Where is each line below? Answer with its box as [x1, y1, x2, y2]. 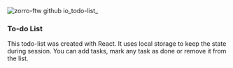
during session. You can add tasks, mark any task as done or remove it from [7, 47, 227, 56]
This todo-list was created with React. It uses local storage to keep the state [7, 40, 227, 48]
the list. [7, 54, 29, 62]
